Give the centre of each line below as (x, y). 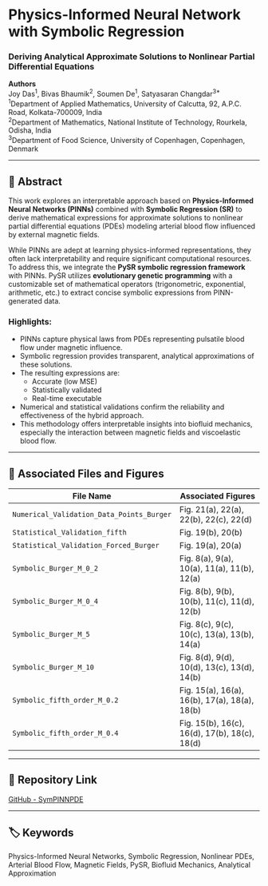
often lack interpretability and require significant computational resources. (130, 258)
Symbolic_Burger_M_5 (51, 634)
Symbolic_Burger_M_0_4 (55, 602)
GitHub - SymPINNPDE (46, 799)
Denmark (23, 149)
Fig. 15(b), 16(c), (212, 723)
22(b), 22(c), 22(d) (216, 519)
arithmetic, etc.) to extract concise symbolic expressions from (110, 292)
